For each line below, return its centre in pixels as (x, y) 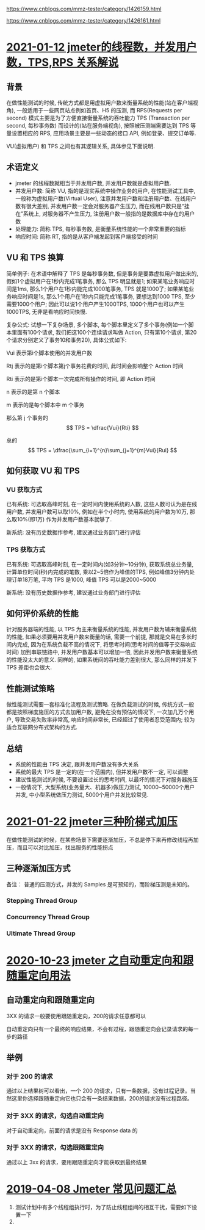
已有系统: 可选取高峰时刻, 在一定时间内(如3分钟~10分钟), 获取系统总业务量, (100, 564)
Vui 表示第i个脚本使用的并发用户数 (49, 353)
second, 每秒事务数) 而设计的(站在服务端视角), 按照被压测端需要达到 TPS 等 (101, 125)
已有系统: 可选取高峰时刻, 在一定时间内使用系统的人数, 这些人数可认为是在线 (102, 504)
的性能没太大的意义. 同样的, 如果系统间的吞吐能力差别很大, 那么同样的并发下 (102, 660)
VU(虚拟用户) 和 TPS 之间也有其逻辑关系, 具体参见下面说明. (81, 146)
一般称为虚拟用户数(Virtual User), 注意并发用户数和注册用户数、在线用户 (106, 198)
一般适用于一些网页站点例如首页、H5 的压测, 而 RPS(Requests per (99, 110)
